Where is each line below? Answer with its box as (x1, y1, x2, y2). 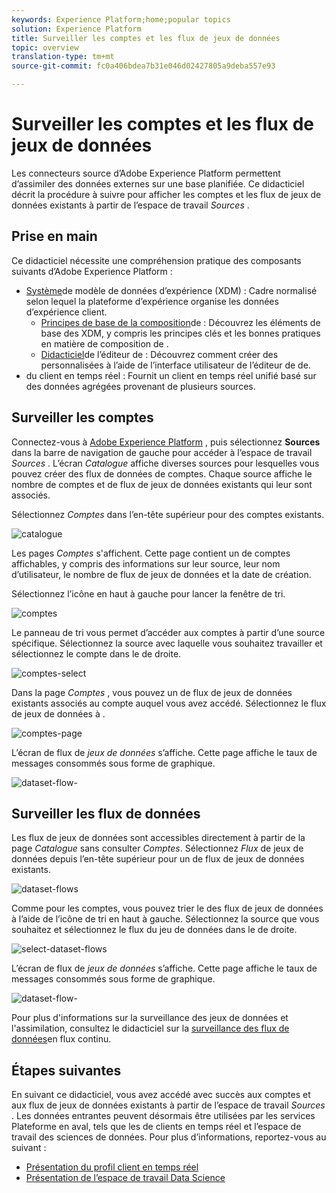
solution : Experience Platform (11, 24, 142, 34)
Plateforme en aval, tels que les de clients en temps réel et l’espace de (11, 1121, 302, 1133)
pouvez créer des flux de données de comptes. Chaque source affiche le (11, 467, 313, 480)
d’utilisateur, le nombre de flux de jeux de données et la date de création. (11, 568, 312, 580)
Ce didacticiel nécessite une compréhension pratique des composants (11, 254, 302, 266)
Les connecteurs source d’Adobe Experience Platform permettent (11, 167, 281, 179)
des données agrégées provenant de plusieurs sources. (25, 380, 256, 392)
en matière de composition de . (40, 337, 169, 350)
